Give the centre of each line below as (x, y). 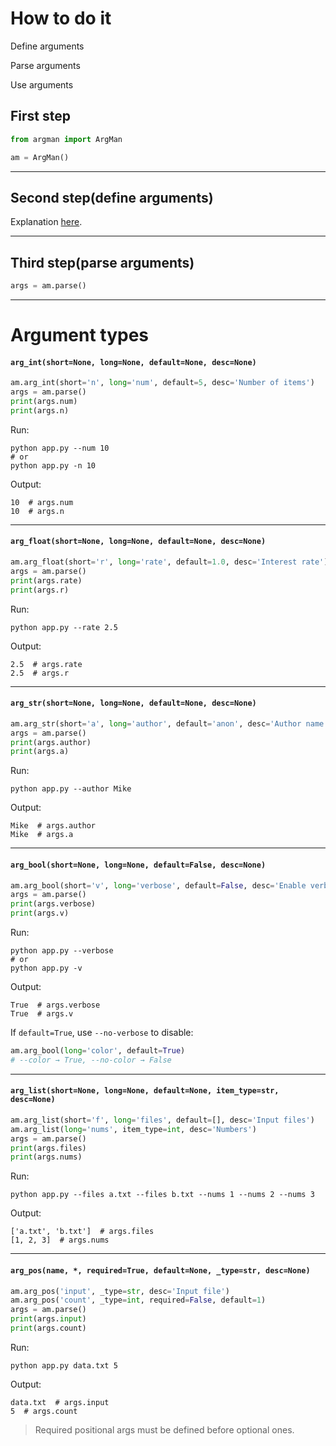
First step (40, 116)
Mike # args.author (53, 826)
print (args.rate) (46, 580)
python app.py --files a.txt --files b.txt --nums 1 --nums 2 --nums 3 (162, 1195)
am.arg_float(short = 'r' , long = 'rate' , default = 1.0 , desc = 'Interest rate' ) (169, 562)
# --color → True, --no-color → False (91, 1060)
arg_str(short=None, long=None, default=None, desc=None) (133, 703)
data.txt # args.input (60, 1402)
